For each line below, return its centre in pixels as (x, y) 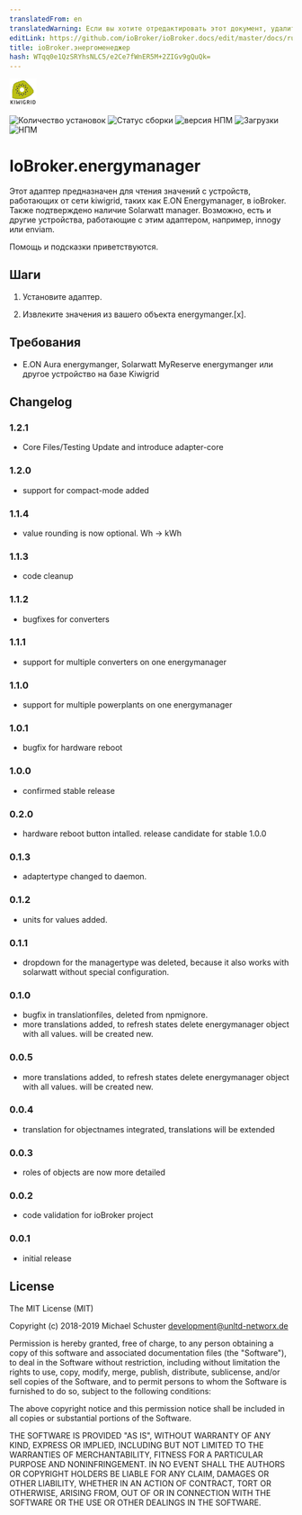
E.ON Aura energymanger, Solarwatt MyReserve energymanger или (148, 364)
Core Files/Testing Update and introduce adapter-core (123, 447)
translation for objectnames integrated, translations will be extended (149, 1129)
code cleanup (48, 576)
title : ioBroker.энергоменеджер (70, 48)
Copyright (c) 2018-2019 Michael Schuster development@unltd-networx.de (149, 1326)
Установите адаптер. (62, 296)
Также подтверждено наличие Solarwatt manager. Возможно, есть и (140, 211)
